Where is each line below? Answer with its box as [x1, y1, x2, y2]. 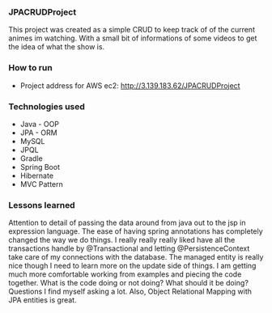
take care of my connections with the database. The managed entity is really [8, 252, 264, 262]
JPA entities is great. [8, 295, 77, 305]
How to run [8, 62, 53, 74]
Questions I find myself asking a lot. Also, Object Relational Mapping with [8, 286, 253, 297]
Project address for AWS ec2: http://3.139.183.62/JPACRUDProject [19, 80, 240, 91]
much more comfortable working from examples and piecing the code [8, 269, 242, 279]
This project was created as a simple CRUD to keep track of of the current [8, 25, 255, 35]
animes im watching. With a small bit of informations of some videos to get [8, 33, 257, 43]
